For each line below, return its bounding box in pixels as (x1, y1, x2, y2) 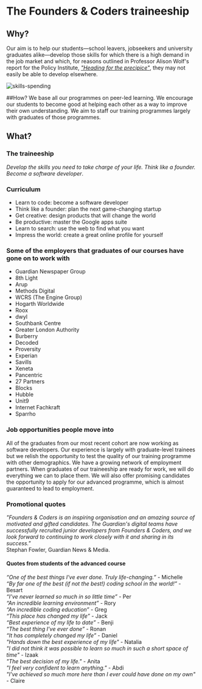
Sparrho (15, 410, 37, 418)
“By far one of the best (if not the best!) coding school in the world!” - (6, 580, 181, 587)
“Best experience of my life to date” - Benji (6, 619, 114, 626)
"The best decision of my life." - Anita (6, 658, 100, 665)
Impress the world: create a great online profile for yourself (15, 231, 164, 238)
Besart (6, 587, 23, 594)
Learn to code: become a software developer (15, 199, 129, 206)
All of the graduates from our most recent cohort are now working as (6, 439, 179, 447)
